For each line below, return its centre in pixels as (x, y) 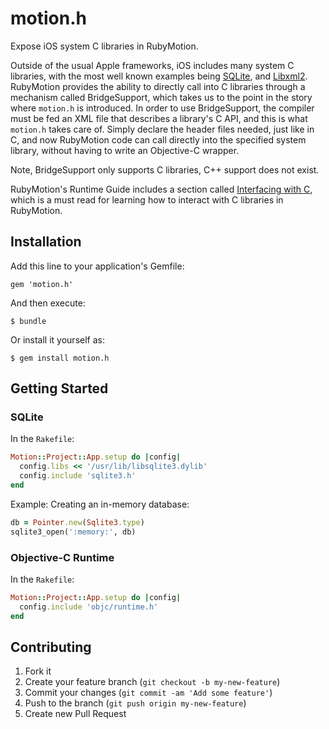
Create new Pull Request (75, 714)
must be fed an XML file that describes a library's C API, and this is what (159, 118)
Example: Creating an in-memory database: (100, 504)
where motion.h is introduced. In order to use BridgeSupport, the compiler (162, 108)
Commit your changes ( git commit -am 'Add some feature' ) (148, 693)
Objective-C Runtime (62, 557)
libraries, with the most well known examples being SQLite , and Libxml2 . (159, 76)
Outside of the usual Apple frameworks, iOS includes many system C (152, 65)
